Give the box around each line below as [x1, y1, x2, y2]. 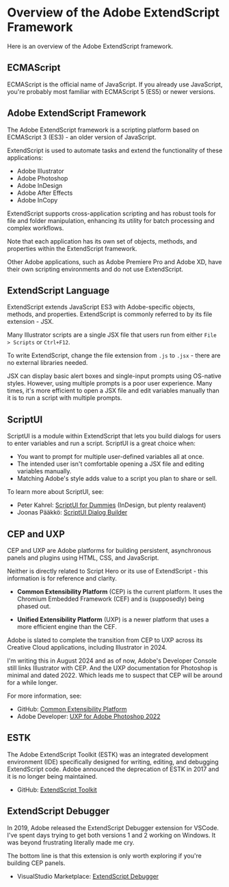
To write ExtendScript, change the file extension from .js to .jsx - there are [7, 351, 221, 359]
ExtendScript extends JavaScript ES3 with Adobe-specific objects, [7, 303, 196, 311]
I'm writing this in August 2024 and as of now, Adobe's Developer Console [7, 657, 217, 665]
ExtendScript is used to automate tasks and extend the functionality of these [7, 146, 223, 154]
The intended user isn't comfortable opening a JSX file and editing [16, 460, 205, 468]
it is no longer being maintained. [7, 772, 98, 780]
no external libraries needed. [7, 359, 88, 367]
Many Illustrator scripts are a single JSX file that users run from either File [7, 331, 217, 339]
